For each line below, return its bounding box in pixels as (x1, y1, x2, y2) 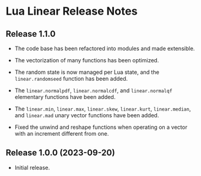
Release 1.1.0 (6, 29, 56, 39)
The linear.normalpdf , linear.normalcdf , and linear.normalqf (14, 87, 173, 94)
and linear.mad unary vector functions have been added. (14, 112, 159, 119)
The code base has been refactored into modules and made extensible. (14, 45, 195, 52)
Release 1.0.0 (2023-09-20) (6, 148, 115, 158)
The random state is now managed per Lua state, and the (14, 68, 160, 76)
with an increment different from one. (14, 130, 109, 137)
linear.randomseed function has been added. (14, 75, 128, 82)
